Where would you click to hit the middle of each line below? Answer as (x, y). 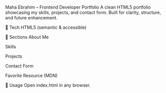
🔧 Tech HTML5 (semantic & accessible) (46, 27)
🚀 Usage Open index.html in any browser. (48, 85)
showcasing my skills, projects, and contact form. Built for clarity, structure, (83, 12)
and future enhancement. (31, 18)
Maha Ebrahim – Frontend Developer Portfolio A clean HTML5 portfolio (78, 7)
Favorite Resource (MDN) (31, 76)
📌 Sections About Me (27, 37)
